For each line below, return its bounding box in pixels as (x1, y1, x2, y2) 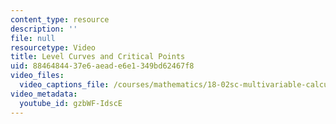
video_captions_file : (19, 80, 110, 90)
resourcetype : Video (10, 42, 97, 53)
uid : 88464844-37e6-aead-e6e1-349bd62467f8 (10, 61, 195, 71)
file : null (10, 33, 56, 43)
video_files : (10, 71, 65, 81)
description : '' (10, 24, 78, 34)
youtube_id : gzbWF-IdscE (19, 98, 123, 108)
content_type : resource (10, 14, 110, 25)
